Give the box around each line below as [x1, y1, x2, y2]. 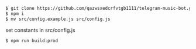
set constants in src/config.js [5, 27, 75, 33]
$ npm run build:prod [5, 37, 59, 43]
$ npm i [5, 10, 25, 17]
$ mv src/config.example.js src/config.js [5, 16, 111, 22]
